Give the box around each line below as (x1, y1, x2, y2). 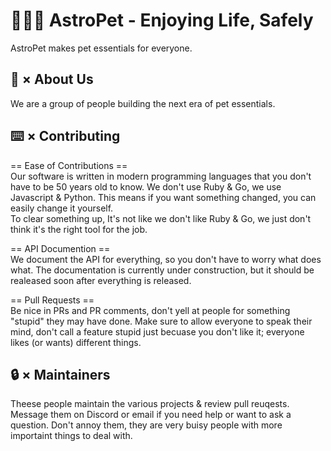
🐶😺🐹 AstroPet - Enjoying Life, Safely (10, 9, 314, 32)
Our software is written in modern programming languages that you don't (10, 170, 312, 182)
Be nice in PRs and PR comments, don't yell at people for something (10, 304, 291, 316)
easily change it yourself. (10, 202, 114, 214)
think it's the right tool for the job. (10, 223, 148, 235)
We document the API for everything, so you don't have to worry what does (10, 253, 322, 265)
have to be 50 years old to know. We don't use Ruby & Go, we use (10, 180, 282, 193)
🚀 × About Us (10, 71, 94, 88)
